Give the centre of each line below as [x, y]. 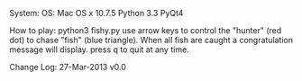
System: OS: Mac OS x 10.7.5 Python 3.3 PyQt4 [96, 13]
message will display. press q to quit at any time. [99, 49]
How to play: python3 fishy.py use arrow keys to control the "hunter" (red [146, 30]
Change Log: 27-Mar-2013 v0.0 [68, 67]
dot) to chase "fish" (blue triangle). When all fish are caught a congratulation [151, 40]
